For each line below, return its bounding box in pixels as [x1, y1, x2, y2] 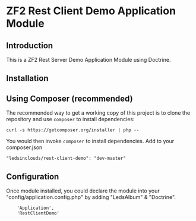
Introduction [6, 40, 53, 50]
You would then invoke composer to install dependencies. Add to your [6, 138, 174, 145]
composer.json [6, 144, 43, 151]
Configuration [6, 171, 59, 182]
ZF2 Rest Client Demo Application [6, 4, 176, 18]
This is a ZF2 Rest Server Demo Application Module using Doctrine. [6, 56, 171, 63]
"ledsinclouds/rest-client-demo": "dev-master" [6, 156, 127, 162]
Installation [6, 73, 49, 84]
